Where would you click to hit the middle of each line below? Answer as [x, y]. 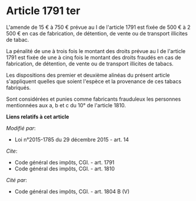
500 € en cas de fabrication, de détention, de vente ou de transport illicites [97, 33]
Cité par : [17, 180]
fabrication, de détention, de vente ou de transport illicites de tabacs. [90, 64]
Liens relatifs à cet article [38, 117]
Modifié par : [21, 128]
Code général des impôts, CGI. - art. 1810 [64, 169]
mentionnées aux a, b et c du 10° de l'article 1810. [66, 105]
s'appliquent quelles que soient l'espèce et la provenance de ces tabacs [94, 81]
